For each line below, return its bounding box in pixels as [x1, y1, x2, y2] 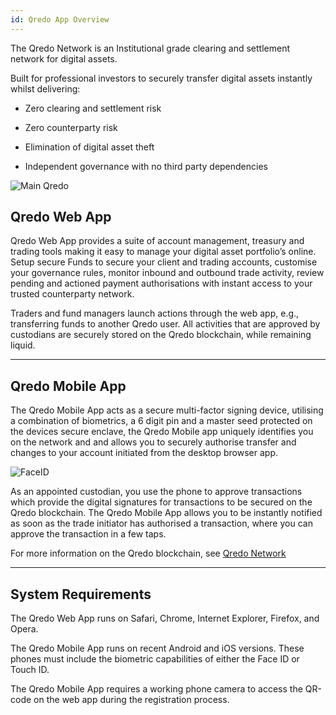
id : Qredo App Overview [10, 14, 110, 25]
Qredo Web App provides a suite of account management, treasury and [10, 235, 305, 247]
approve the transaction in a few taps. [10, 528, 167, 540]
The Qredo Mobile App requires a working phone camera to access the [10, 683, 303, 695]
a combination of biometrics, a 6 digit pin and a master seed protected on [10, 415, 313, 427]
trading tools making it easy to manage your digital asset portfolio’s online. [10, 246, 317, 258]
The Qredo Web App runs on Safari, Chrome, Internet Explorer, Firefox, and [10, 612, 320, 625]
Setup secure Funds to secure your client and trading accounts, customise [10, 256, 318, 268]
